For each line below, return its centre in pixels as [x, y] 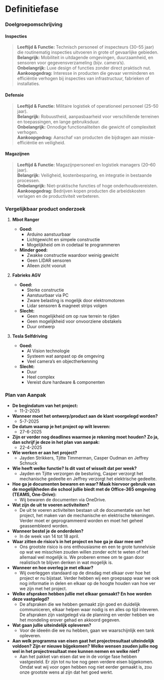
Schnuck [28, 463]
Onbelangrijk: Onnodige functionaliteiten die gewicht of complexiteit [86, 127]
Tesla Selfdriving [30, 336]
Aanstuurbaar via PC [48, 295]
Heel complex [41, 377]
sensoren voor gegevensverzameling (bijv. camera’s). [71, 63]
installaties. [28, 84]
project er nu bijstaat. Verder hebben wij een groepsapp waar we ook [89, 578]
